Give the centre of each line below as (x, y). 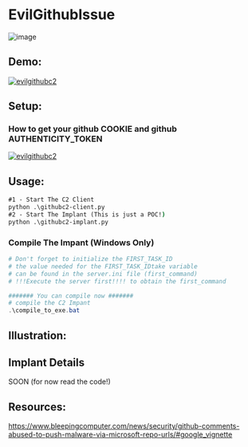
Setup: (25, 107)
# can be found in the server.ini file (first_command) (103, 274)
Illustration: (37, 336)
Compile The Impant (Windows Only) (81, 243)
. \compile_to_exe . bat (44, 311)
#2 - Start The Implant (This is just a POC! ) (87, 215)
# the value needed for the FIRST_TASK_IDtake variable (103, 266)
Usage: (27, 181)
